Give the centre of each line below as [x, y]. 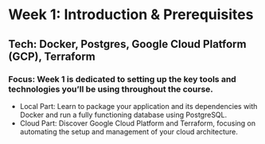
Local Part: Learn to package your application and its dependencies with [138, 106]
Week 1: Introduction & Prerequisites [131, 15]
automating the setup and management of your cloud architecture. [129, 131]
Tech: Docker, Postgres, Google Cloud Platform [127, 44]
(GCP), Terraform [52, 56]
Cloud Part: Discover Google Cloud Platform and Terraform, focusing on [138, 123]
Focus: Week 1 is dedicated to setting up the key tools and [122, 79]
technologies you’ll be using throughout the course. [111, 89]
